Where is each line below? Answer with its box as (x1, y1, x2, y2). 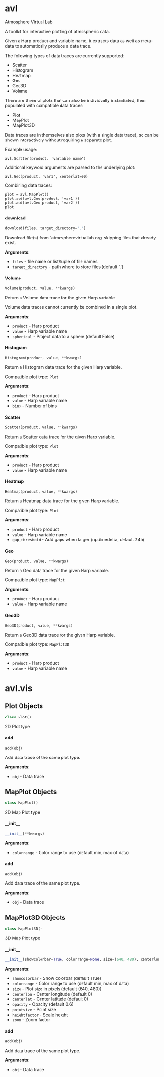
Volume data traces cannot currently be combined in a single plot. (5, 304, 138, 310)
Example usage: (5, 146, 38, 152)
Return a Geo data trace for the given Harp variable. (5, 568, 109, 574)
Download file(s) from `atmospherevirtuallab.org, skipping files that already (5, 235, 156, 240)
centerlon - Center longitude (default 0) (12, 991, 93, 997)
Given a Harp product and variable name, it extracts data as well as (5, 38, 140, 44)
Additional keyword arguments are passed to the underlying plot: (5, 164, 136, 170)
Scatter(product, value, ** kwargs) (5, 425, 78, 430)
